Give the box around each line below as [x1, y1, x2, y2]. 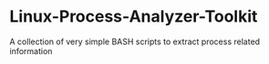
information [9, 45, 53, 56]
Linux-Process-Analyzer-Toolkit [9, 6, 258, 27]
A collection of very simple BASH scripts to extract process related [9, 36, 261, 47]
